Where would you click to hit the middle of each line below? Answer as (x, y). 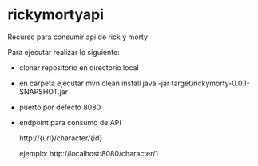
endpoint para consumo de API (70, 122)
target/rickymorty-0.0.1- (210, 83)
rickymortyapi (56, 15)
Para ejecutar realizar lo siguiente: (64, 52)
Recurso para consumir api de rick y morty (78, 37)
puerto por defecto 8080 (60, 107)
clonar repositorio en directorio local (79, 67)
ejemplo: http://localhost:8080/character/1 (89, 153)
